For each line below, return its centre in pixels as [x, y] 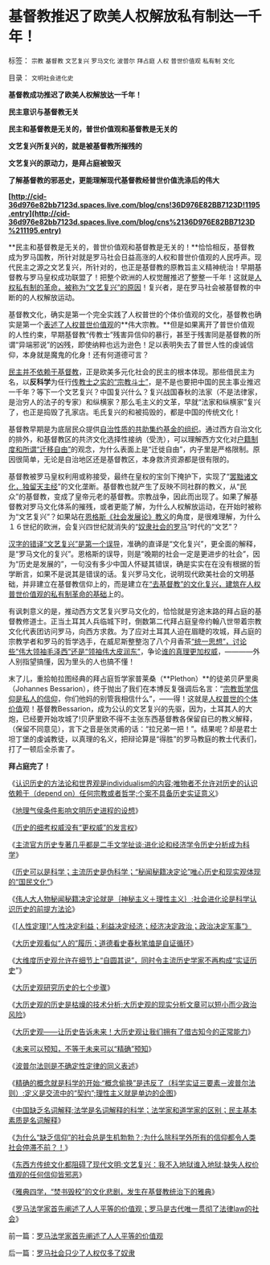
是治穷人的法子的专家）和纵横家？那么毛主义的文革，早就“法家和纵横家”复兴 [135, 402]
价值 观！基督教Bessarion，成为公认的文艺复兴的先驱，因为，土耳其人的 [127, 708]
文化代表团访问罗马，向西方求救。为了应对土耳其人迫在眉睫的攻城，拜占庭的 [135, 631]
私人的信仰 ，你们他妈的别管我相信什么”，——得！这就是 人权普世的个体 [140, 698]
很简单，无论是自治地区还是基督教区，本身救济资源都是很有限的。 [124, 459]
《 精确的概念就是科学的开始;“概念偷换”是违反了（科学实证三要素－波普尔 [129, 1082]
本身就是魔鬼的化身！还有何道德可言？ [86, 354]
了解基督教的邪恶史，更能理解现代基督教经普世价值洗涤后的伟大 [114, 180]
